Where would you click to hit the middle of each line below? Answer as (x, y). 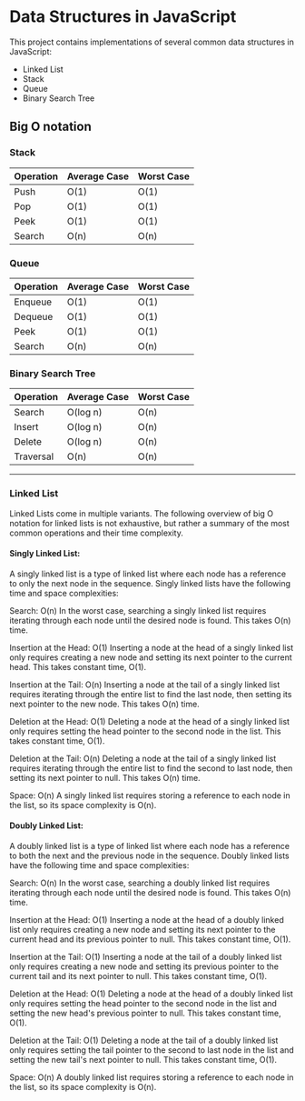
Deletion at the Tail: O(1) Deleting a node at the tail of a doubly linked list (144, 1040)
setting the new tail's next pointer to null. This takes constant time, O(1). (143, 1059)
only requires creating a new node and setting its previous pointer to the (144, 966)
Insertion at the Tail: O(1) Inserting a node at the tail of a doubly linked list (146, 956)
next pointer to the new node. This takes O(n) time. (104, 704)
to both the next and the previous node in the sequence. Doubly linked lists (149, 856)
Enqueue (33, 302)
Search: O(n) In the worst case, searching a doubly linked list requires (140, 883)
